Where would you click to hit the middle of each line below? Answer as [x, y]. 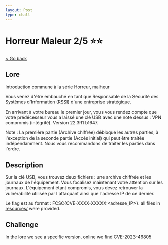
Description [24, 165]
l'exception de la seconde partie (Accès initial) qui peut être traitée [75, 138]
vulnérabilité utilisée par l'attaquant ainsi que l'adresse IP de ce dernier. [80, 194]
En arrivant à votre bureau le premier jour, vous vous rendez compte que [81, 112]
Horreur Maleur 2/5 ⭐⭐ [54, 41]
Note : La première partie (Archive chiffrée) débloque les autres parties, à [82, 132]
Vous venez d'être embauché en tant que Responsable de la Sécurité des [82, 97]
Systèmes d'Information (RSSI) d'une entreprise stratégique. [68, 102]
